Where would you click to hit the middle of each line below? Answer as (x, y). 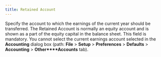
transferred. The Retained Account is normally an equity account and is (77, 28)
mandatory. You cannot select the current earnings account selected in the (80, 39)
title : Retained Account (30, 9)
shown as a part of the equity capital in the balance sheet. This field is (76, 34)
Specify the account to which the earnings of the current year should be (78, 23)
